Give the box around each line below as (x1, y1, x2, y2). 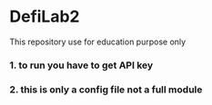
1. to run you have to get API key (9, 59, 154, 72)
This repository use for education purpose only (9, 36, 187, 47)
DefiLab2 (9, 6, 80, 27)
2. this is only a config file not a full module (9, 83, 203, 96)
